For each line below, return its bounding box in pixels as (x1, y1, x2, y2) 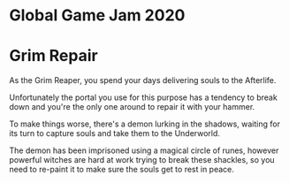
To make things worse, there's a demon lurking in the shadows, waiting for (9, 118, 281, 129)
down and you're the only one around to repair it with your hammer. (9, 102, 255, 112)
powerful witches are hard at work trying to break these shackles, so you (9, 155, 276, 165)
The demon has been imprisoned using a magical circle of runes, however (9, 145, 279, 156)
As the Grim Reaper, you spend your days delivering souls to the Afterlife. (9, 75, 277, 86)
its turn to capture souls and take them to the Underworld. (9, 128, 221, 139)
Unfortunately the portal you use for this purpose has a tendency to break (9, 92, 278, 103)
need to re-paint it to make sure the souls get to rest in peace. (9, 164, 234, 175)
